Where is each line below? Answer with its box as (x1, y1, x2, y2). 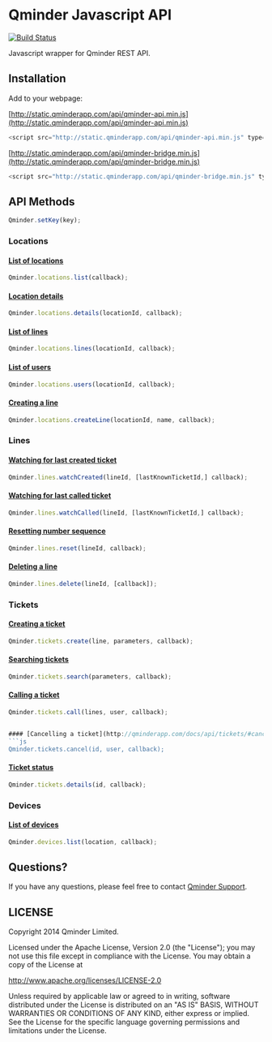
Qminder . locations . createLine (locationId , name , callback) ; (8, 416, 216, 424)
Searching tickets (8, 655, 69, 665)
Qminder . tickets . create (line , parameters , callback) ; (8, 637, 194, 645)
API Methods (8, 195, 75, 209)
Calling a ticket (8, 690, 60, 700)
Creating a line (8, 398, 59, 407)
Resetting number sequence (8, 526, 107, 536)
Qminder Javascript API (8, 6, 172, 24)
